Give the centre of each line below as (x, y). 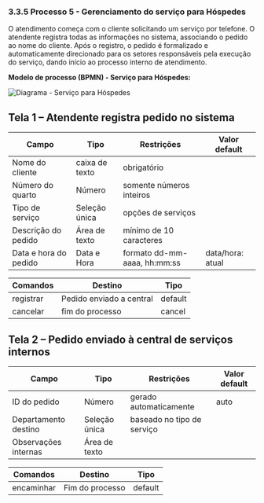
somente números (156, 185)
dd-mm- (171, 253)
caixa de (92, 163)
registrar (28, 299)
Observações (37, 442)
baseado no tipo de (166, 419)
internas (27, 452)
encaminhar (34, 487)
